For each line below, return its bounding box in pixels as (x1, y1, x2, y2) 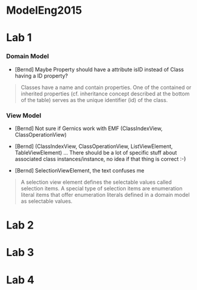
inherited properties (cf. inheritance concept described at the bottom (20, 90, 190, 97)
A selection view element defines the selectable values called (20, 178, 172, 186)
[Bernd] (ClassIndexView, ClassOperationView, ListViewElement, (14, 143, 173, 150)
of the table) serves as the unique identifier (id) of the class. (20, 96, 168, 103)
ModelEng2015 (6, 4, 82, 17)
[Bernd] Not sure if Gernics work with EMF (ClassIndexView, (14, 125, 162, 132)
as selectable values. (20, 198, 73, 205)
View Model (6, 111, 42, 119)
